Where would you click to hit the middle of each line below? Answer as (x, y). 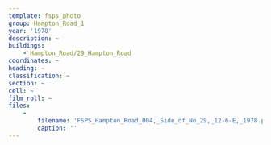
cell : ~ (21, 91)
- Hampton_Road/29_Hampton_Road (77, 53)
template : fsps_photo (45, 16)
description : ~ (34, 38)
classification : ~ (39, 76)
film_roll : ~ (30, 98)
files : (19, 106)
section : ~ (27, 83)
